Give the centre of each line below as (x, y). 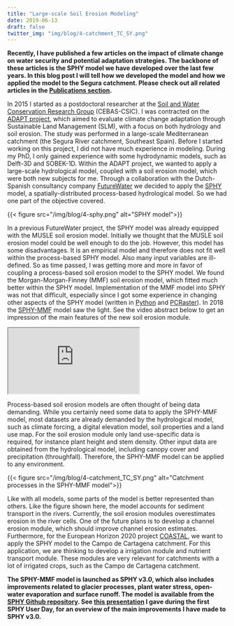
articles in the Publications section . (60, 90)
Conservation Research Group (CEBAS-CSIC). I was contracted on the (108, 111)
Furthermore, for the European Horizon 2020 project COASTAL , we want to (115, 536)
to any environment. (36, 464)
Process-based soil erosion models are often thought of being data (104, 404)
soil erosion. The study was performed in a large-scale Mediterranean (108, 134)
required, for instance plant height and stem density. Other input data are (112, 442)
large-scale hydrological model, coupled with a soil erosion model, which (112, 171)
